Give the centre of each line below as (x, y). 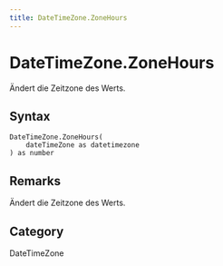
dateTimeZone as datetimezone (83, 145)
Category (37, 231)
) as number (32, 153)
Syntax (30, 116)
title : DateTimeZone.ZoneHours (68, 18)
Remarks (35, 181)
